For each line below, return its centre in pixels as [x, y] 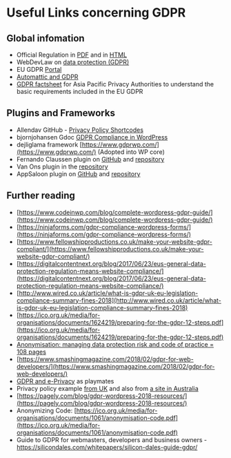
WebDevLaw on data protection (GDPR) [73, 62]
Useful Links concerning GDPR [96, 13]
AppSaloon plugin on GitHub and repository [78, 173]
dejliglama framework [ [49, 144]
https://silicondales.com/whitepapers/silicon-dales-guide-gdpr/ [107, 447]
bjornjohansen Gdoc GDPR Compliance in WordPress [92, 137]
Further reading [41, 196]
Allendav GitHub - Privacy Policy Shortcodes [80, 130]
